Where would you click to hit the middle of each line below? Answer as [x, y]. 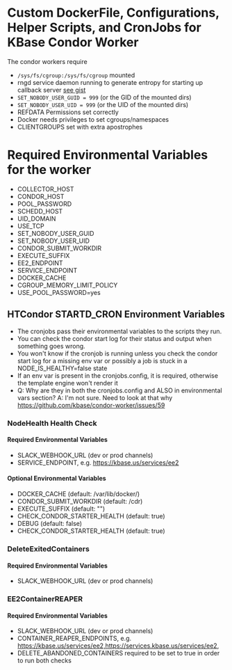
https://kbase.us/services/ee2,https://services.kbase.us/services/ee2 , [118, 646]
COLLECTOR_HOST [45, 189]
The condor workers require [48, 61]
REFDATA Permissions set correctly [68, 112]
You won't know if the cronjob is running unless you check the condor [117, 353]
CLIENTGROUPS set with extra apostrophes [80, 127]
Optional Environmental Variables [57, 479]
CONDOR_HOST [41, 196]
